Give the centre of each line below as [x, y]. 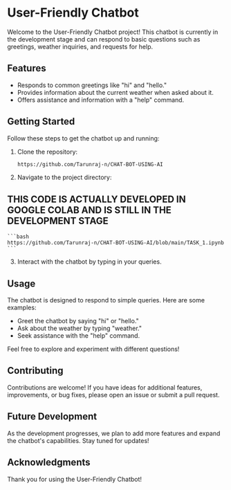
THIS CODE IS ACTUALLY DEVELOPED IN [97, 199]
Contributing [35, 371]
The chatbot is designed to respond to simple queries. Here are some [106, 300]
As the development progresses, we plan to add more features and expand [114, 433]
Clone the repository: [47, 152]
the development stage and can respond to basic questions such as [104, 39]
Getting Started [41, 121]
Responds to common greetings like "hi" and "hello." [92, 85]
